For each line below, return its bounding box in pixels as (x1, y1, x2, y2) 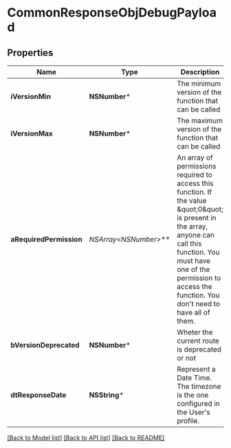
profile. (176, 416, 200, 425)
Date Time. (176, 373, 212, 383)
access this (176, 179, 214, 188)
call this (176, 239, 202, 248)
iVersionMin (10, 92, 52, 101)
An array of (176, 153, 213, 162)
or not (176, 353, 197, 363)
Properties (7, 47, 54, 58)
